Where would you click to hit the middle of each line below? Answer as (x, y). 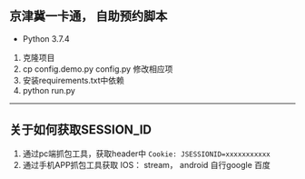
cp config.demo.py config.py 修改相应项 (98, 69)
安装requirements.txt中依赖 (74, 80)
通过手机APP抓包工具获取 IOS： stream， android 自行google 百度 (146, 164)
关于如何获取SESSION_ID (81, 130)
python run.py (49, 90)
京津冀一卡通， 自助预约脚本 (89, 16)
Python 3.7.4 (46, 38)
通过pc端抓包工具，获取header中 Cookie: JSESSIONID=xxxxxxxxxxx (146, 154)
